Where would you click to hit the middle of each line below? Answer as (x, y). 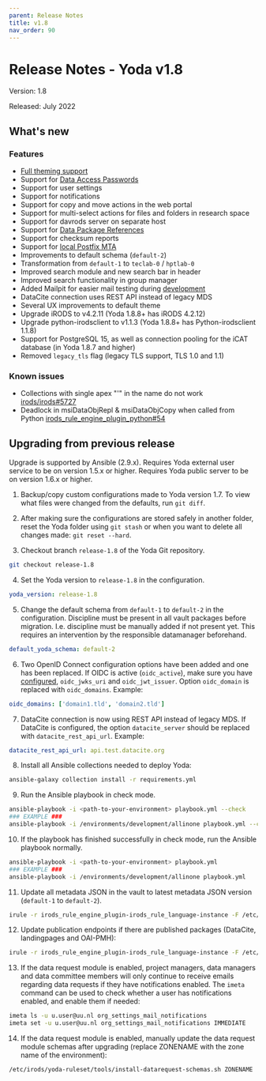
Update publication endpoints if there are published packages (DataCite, (138, 930)
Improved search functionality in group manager (99, 280)
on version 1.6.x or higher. (51, 480)
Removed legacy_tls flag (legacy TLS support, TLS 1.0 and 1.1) (122, 356)
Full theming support (54, 171)
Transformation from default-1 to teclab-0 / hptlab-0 (107, 263)
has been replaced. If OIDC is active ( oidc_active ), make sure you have (137, 672)
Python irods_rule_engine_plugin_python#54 (93, 419)
